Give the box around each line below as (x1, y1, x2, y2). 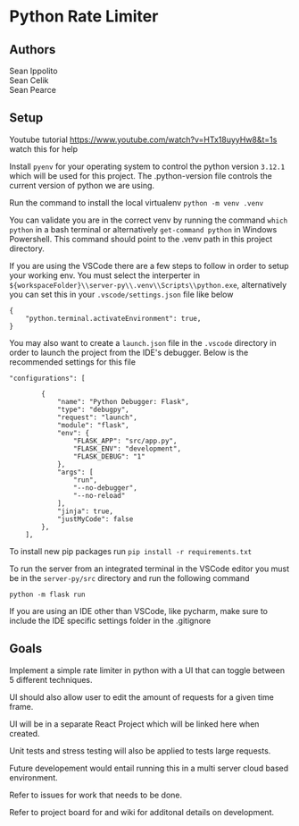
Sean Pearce (9, 85, 56, 95)
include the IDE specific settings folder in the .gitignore (9, 615, 212, 626)
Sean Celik (9, 75, 49, 86)
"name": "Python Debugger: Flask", (56, 397, 190, 406)
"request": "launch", (56, 413, 138, 422)
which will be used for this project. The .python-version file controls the (9, 170, 272, 181)
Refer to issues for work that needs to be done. (9, 789, 183, 800)
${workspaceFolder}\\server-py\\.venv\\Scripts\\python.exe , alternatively (9, 279, 287, 290)
